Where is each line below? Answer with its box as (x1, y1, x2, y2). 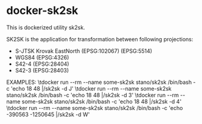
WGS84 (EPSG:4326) (15, 53, 69, 61)
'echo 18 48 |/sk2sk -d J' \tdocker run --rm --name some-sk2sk (10, 84, 172, 92)
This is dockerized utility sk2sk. (6, 24, 85, 31)
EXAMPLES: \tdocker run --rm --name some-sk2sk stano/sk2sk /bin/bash (6, 78, 192, 86)
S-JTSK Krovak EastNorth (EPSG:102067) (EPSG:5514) (15, 47, 153, 55)
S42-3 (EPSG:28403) (15, 66, 69, 74)
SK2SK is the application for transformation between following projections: (6, 35, 193, 43)
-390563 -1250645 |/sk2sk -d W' (6, 111, 90, 118)
